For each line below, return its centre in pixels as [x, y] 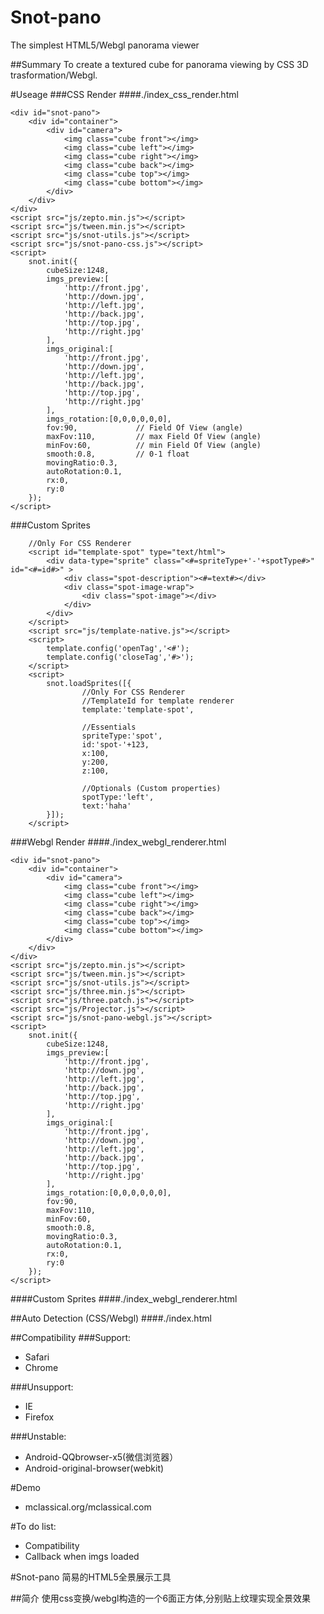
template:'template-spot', [138, 709]
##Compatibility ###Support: [71, 1337]
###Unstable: [38, 1436]
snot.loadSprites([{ [89, 683]
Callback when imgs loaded [82, 1556]
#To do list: [33, 1526]
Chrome [41, 1367]
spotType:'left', [118, 797]
